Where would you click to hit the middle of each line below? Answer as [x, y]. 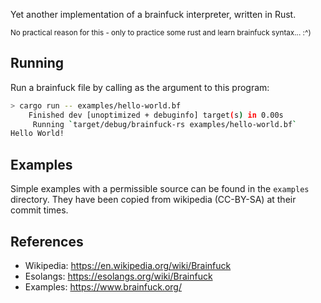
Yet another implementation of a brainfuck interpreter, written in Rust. [153, 14]
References [47, 241]
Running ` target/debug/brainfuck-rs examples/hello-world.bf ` [165, 124]
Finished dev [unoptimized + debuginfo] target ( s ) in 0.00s [156, 115]
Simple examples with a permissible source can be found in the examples [160, 189]
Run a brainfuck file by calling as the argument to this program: [140, 87]
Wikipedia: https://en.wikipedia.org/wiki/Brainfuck [128, 265]
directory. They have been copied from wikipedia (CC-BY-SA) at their [153, 200]
